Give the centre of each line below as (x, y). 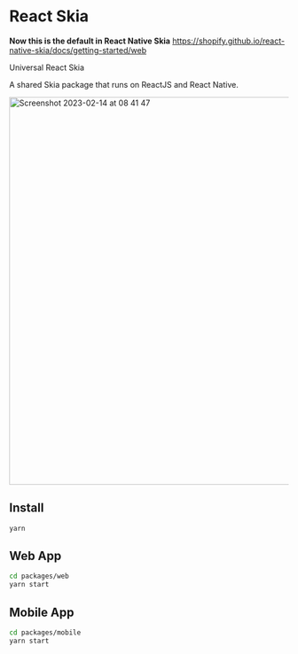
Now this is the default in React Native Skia (90, 41)
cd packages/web (39, 576)
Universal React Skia (47, 67)
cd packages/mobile (45, 633)
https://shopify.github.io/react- (229, 41)
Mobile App (42, 612)
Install (27, 508)
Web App (35, 556)
